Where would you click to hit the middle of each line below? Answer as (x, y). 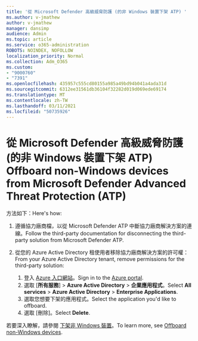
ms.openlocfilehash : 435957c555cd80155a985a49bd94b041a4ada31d (86, 84)
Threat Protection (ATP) (66, 196)
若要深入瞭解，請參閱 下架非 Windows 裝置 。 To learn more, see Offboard (96, 325)
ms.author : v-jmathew (33, 17)
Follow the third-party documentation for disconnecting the (98, 234)
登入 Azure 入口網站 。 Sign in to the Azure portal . (84, 278)
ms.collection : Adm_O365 (37, 61)
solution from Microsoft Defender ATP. (77, 240)
